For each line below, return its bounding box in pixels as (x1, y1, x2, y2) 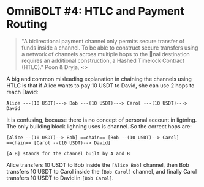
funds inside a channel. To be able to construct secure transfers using (21, 44, 198, 51)
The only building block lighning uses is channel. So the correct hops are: (6, 122, 192, 130)
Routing (6, 17, 47, 31)
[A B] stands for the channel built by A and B (6, 150, 130, 156)
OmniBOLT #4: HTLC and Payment (6, 4, 185, 18)
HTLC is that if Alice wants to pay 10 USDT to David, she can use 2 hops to (6, 81, 195, 89)
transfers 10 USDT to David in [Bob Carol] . (6, 174, 115, 182)
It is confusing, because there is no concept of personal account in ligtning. (6, 116, 197, 123)
